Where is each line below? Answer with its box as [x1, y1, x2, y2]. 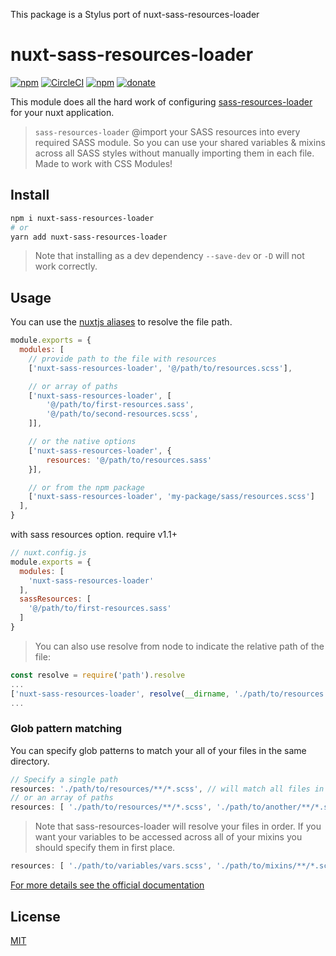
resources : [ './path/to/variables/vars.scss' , [10, 861, 213, 871]
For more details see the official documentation [10, 879, 205, 891]
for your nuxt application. [10, 106, 115, 118]
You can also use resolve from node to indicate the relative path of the [34, 640, 325, 652]
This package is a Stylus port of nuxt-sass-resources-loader [10, 9, 260, 20]
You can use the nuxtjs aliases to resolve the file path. [10, 316, 233, 328]
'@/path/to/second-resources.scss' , [46, 409, 199, 419]
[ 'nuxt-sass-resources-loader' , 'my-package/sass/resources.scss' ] [28, 492, 315, 502]
